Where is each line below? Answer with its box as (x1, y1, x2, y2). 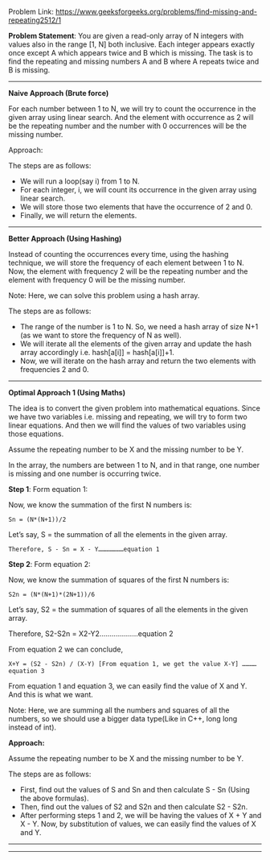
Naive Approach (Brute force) (8, 89, 109, 97)
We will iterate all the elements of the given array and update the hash (19, 339, 252, 349)
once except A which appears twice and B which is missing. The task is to (8, 48, 253, 57)
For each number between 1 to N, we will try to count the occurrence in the (8, 104, 256, 114)
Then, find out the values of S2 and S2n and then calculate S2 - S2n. (19, 802, 248, 812)
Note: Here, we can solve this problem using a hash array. (8, 291, 200, 300)
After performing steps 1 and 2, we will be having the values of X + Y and (19, 811, 262, 820)
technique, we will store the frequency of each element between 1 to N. (8, 258, 244, 267)
